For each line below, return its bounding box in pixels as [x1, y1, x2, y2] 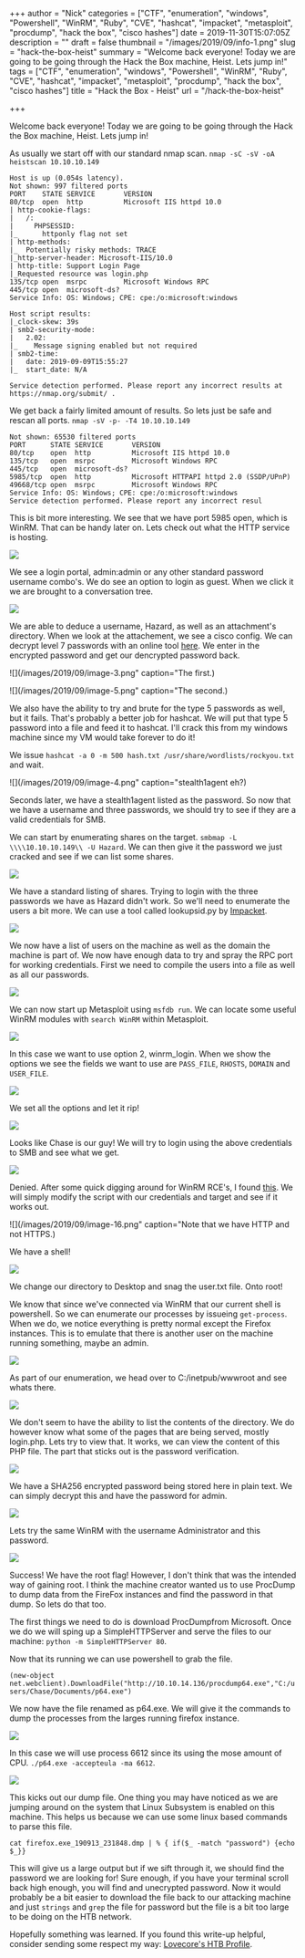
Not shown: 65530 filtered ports [9, 432, 137, 442]
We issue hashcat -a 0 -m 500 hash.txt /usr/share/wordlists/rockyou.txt [9, 750, 295, 760]
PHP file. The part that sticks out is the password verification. [9, 1446, 239, 1456]
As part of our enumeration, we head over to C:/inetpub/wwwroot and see [9, 1372, 288, 1383]
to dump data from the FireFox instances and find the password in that [9, 1589, 273, 1599]
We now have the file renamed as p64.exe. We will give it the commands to [9, 1703, 291, 1713]
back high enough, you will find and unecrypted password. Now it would [9, 1882, 281, 1892]
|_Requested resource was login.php [9, 269, 148, 278]
